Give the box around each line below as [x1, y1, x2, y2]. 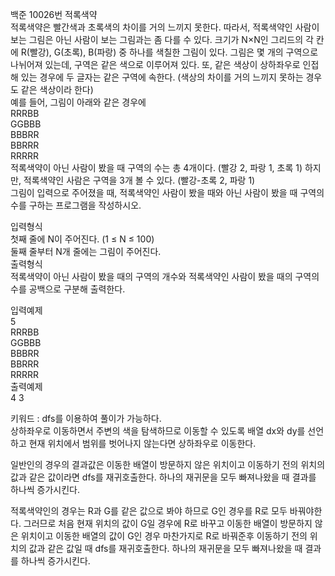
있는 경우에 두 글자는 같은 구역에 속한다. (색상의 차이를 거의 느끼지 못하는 [20, 71, 304, 83]
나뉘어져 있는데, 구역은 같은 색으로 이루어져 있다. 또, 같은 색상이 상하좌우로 [10, 59, 301, 70]
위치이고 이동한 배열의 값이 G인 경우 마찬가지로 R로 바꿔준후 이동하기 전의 [20, 530, 308, 542]
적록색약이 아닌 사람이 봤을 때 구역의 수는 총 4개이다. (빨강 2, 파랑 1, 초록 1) [10, 162, 303, 173]
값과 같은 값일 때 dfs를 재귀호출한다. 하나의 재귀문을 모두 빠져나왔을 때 [28, 543, 303, 554]
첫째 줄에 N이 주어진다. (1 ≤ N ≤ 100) [10, 233, 155, 245]
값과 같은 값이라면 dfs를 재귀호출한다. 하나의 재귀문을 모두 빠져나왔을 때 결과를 [10, 471, 317, 483]
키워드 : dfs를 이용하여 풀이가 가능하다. [10, 413, 162, 424]
